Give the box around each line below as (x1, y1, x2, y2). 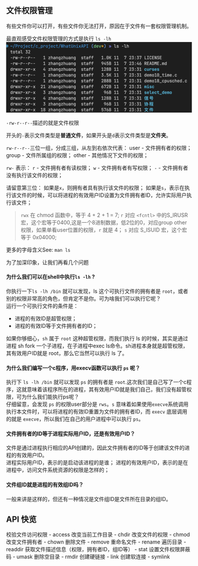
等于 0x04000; (20, 233, 57, 240)
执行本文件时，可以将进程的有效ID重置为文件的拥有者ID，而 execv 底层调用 (6, 408, 187, 415)
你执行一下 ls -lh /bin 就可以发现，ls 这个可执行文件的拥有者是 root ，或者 (6, 287, 189, 294)
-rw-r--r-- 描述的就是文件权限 (6, 119, 80, 126)
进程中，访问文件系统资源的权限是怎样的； (6, 466, 110, 474)
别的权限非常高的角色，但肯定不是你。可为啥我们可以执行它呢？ (6, 295, 161, 302)
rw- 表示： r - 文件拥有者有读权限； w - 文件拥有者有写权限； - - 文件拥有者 (6, 164, 189, 171)
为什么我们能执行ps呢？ (21, 393, 80, 401)
